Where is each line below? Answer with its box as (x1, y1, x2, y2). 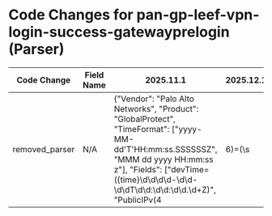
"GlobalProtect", (113, 113, 176, 125)
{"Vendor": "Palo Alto (113, 93, 194, 104)
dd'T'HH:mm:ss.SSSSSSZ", (113, 143, 218, 155)
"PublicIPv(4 (113, 194, 162, 205)
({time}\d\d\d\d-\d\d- (113, 174, 198, 185)
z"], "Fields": (113, 163, 163, 175)
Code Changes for (8, 6, 134, 24)
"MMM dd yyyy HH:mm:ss (113, 154, 214, 165)
